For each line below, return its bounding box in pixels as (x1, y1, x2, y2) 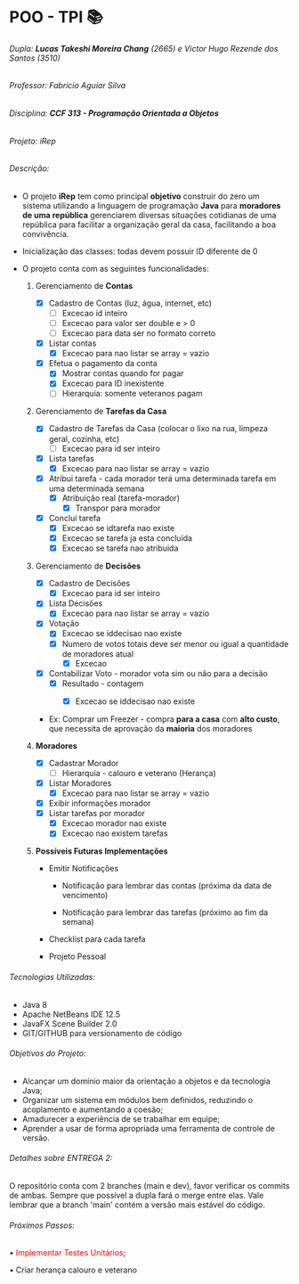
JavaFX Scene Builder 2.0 (21, 1018, 117, 1029)
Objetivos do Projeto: (9, 1048, 86, 1059)
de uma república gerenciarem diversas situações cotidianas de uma (21, 209, 277, 220)
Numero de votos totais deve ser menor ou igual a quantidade (61, 638, 289, 649)
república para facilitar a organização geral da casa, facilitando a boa (21, 219, 276, 230)
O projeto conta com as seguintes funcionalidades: (21, 263, 209, 274)
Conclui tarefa (48, 512, 101, 523)
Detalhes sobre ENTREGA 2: (9, 1153, 113, 1164)
